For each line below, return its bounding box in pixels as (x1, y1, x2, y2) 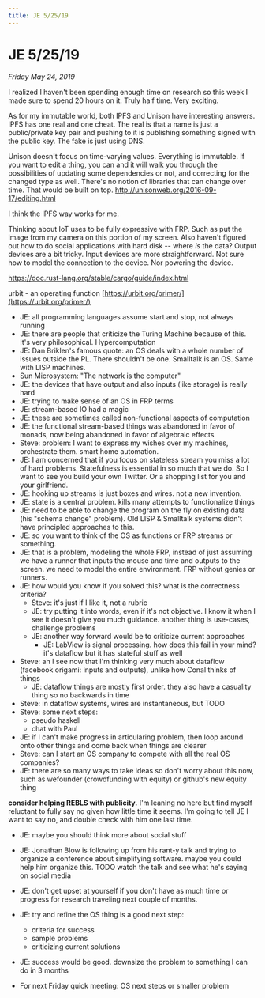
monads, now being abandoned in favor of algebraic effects (19, 429, 215, 439)
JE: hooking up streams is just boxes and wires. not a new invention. (19, 488, 242, 498)
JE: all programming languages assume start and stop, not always (19, 312, 234, 321)
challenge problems (31, 622, 96, 633)
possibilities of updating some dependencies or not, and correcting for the (8, 168, 250, 178)
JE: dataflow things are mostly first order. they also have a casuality (31, 682, 252, 691)
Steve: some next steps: (19, 707, 99, 716)
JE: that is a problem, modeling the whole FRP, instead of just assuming (19, 547, 252, 557)
